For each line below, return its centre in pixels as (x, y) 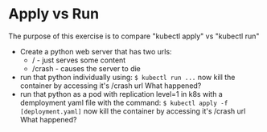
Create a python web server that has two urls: (96, 51)
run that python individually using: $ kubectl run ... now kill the (127, 77)
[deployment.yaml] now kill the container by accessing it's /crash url (133, 111)
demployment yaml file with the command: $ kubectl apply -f (124, 102)
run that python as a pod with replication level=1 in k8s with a (121, 94)
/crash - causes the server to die (86, 68)
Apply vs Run (53, 14)
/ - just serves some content (79, 60)
